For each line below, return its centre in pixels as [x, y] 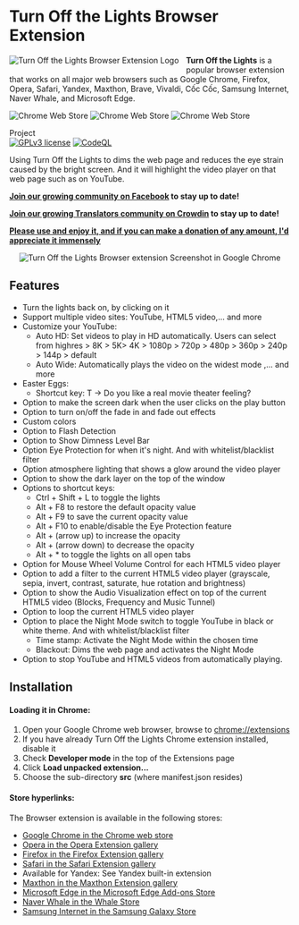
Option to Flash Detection [69, 430]
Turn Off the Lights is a [229, 60]
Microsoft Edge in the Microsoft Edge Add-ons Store [119, 892]
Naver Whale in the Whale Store [81, 902]
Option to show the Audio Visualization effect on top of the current [144, 592]
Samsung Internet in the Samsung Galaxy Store [109, 911]
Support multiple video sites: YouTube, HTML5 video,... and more [142, 317]
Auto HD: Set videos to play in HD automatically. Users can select [156, 335]
